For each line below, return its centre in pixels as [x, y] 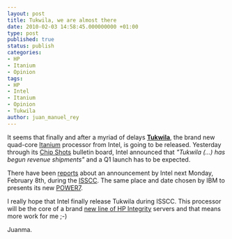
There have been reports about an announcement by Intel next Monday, [110, 173]
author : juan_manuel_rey [43, 117]
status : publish [31, 46]
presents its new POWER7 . [45, 187]
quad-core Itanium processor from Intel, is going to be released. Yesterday [114, 144]
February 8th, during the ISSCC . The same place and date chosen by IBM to [116, 180]
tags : [15, 78]
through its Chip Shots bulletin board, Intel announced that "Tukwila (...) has [116, 152]
